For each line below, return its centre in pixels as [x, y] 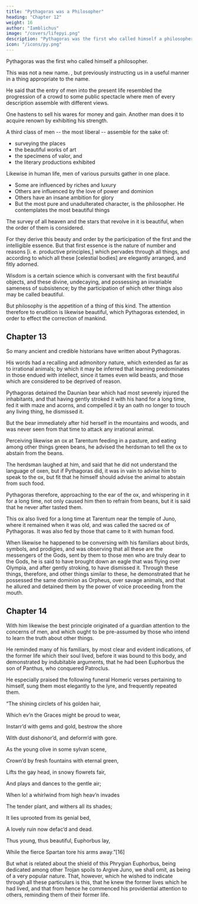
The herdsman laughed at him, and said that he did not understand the [92, 464]
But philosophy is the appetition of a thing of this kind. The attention [88, 306]
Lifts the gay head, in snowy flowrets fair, [56, 772]
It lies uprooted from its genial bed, [49, 817]
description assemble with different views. [57, 103]
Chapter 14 [27, 611]
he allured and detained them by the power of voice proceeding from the [94, 586]
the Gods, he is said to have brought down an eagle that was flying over [93, 561]
